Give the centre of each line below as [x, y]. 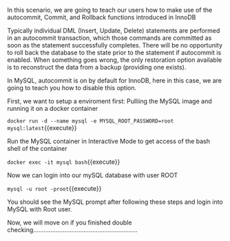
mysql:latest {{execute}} [42, 128]
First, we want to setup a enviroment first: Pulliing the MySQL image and [109, 101]
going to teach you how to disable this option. [72, 88]
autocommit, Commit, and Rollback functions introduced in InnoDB [102, 17]
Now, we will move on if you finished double [70, 222]
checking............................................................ [72, 230]
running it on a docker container [53, 108]
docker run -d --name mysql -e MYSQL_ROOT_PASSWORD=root [91, 121]
